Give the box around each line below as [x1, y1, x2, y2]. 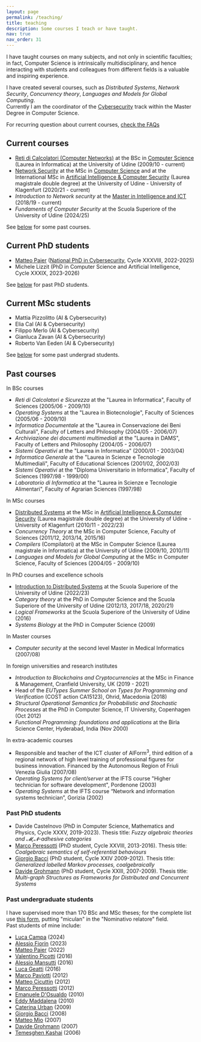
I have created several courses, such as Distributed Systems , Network [6, 84, 180, 91]
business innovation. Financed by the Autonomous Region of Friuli [14, 762, 179, 769]
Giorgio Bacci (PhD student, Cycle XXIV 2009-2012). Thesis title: [14, 855, 175, 862]
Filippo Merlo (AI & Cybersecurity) [14, 327, 100, 334]
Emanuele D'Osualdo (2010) [14, 990, 85, 998]
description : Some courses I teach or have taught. [6, 25, 138, 32]
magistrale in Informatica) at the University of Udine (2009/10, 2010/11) [14, 547, 190, 554]
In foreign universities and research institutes [6, 662, 118, 669]
